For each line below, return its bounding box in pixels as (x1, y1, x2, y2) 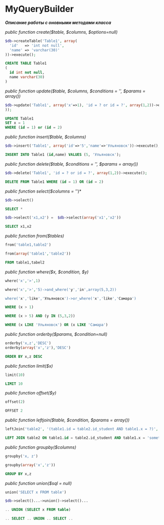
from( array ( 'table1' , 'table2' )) (5, 251, 71, 256)
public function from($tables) (5, 233, 64, 239)
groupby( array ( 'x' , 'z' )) (5, 462, 56, 467)
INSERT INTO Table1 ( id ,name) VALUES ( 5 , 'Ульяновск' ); (5, 153, 121, 157)
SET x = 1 (5, 121, 25, 126)
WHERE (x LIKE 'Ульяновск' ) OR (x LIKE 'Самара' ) (5, 323, 108, 328)
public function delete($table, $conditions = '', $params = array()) (5, 161, 138, 167)
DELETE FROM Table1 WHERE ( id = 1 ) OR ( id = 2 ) (5, 179, 104, 184)
